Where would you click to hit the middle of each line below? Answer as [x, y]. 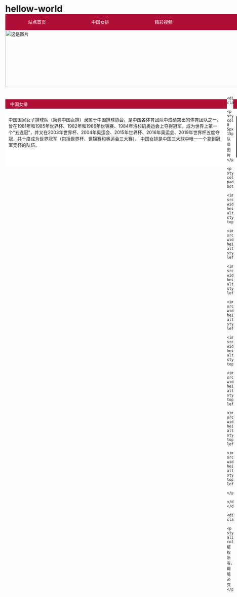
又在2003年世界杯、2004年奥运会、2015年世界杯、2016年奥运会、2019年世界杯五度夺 [129, 132]
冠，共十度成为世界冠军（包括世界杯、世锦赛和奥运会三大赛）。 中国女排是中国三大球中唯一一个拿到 [112, 139]
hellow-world [34, 9]
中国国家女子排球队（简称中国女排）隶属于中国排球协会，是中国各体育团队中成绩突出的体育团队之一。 [115, 120]
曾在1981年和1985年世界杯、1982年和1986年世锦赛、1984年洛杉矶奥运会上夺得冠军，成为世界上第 [111, 126]
